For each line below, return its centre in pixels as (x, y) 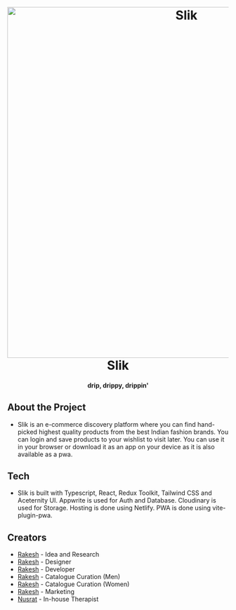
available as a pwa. (45, 454)
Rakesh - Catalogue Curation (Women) (73, 584)
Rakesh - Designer (44, 562)
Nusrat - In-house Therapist (58, 599)
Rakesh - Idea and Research (58, 555)
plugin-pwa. (35, 515)
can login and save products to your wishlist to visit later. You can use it (121, 439)
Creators (27, 537)
